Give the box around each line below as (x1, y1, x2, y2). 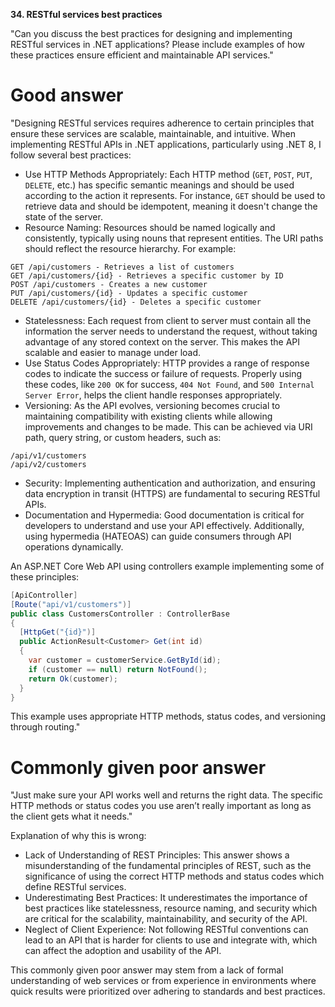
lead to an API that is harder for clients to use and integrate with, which (24, 934, 318, 946)
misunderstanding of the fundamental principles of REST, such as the (24, 860, 312, 872)
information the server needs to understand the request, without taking (24, 325, 318, 337)
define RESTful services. (24, 881, 127, 893)
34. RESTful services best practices (10, 9, 163, 20)
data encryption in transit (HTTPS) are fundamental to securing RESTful (24, 487, 321, 499)
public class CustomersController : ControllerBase (10, 609, 230, 619)
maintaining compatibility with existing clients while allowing (24, 410, 273, 422)
